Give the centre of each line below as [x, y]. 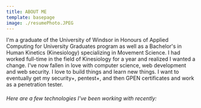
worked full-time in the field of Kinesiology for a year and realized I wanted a [101, 59]
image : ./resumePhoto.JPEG [40, 23]
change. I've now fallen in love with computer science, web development [96, 65]
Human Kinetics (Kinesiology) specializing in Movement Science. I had [93, 53]
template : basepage [31, 17]
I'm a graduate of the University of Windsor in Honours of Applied [88, 40]
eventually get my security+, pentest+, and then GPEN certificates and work [100, 78]
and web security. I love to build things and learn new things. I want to [93, 72]
